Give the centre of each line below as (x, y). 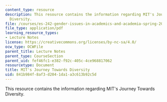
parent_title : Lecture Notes (35, 51)
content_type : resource (30, 10)
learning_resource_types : (32, 33)
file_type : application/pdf (34, 28)
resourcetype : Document (30, 65)
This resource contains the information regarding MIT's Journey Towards (80, 89)
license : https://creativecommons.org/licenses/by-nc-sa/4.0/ (71, 42)
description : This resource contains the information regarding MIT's (80, 14)
